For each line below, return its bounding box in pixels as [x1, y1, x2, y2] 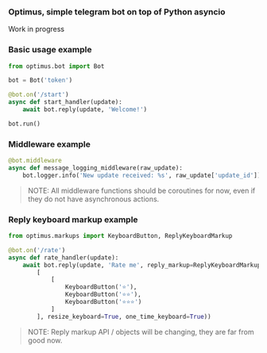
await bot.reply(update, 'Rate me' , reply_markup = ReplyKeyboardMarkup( [22, 261, 265, 269]
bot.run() [8, 120, 41, 128]
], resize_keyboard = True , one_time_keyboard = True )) [37, 313, 212, 320]
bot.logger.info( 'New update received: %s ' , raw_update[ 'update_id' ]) [22, 171, 261, 179]
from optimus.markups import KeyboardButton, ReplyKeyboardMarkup [8, 232, 233, 240]
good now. [27, 336, 63, 345]
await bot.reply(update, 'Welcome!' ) [22, 106, 148, 113]
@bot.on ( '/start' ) [8, 90, 69, 99]
